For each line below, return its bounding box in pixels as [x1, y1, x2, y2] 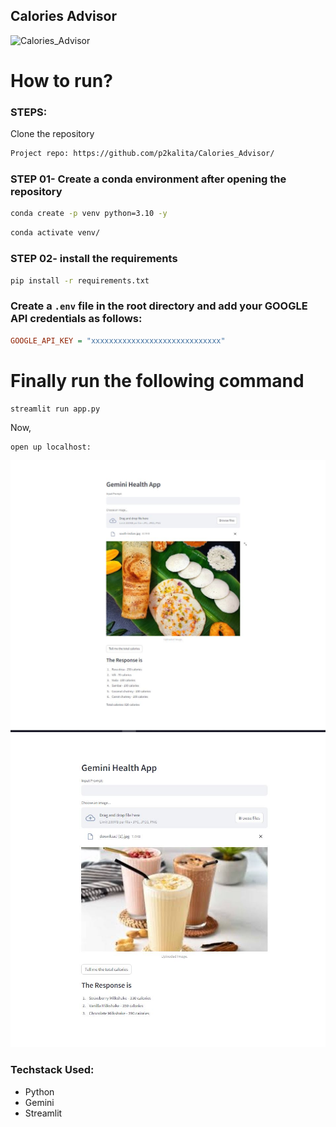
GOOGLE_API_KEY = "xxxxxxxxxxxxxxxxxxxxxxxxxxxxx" [10, 335, 226, 346]
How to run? [10, 70, 113, 92]
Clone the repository [10, 128, 95, 140]
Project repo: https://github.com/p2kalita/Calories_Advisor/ [10, 149, 275, 159]
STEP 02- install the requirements [10, 252, 178, 266]
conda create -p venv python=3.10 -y [10, 209, 168, 219]
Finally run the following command [10, 369, 305, 392]
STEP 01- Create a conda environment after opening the [10, 172, 287, 186]
